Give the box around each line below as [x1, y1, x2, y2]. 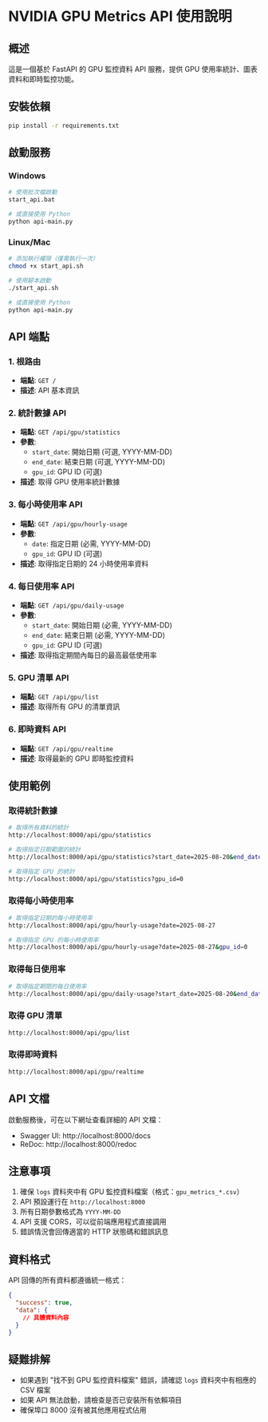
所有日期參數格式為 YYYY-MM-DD [19, 1207, 121, 1217]
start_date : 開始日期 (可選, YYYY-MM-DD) [31, 447, 173, 456]
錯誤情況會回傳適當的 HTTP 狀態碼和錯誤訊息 [19, 1227, 169, 1237]
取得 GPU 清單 [8, 1010, 63, 1022]
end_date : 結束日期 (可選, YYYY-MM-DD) [31, 457, 166, 467]
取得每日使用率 [8, 964, 66, 975]
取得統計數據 [8, 805, 58, 816]
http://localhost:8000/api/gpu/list [8, 1029, 130, 1037]
